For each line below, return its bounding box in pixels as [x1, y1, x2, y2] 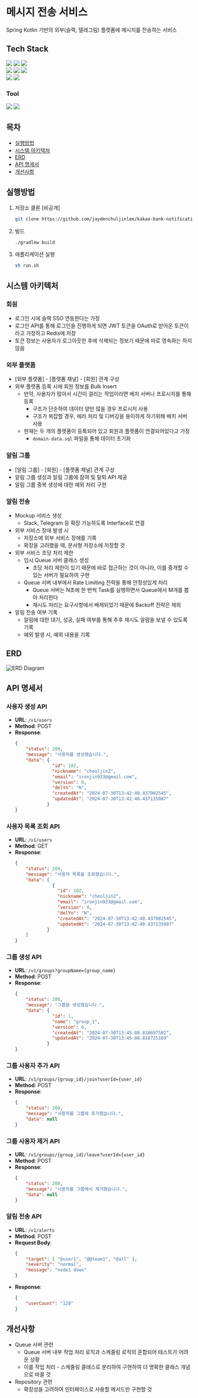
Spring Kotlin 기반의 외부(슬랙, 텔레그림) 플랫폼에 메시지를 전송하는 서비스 [6, 26, 177, 33]
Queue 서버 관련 [14, 1341, 53, 1348]
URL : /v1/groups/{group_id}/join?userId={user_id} [14, 1075, 142, 1082]
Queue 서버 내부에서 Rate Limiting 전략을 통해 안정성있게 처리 [23, 579, 168, 586]
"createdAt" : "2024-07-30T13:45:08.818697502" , [52, 1029, 172, 1036]
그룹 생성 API [6, 953, 42, 962]
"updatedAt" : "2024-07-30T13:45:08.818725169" [52, 1035, 170, 1041]
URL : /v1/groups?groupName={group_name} [14, 967, 116, 974]
